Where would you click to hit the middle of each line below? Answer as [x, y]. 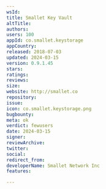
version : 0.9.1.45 [30, 63]
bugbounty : [20, 114]
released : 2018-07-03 [34, 52]
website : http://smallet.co [42, 92]
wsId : [13, 12]
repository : [21, 97]
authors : [17, 29]
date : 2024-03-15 [28, 132]
